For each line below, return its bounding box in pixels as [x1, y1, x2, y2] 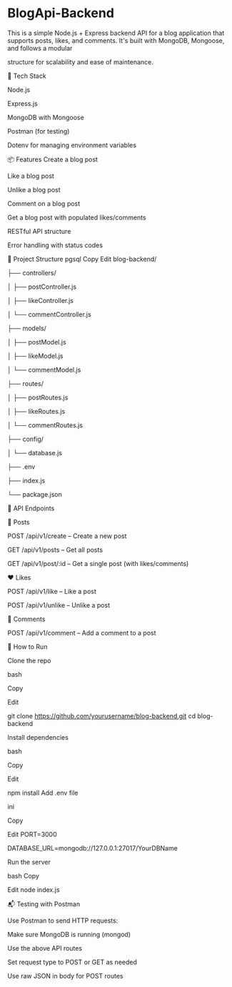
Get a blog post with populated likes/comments [7, 213, 146, 222]
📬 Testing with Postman [7, 899, 81, 908]
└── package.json [7, 490, 63, 498]
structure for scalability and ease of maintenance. [7, 57, 153, 66]
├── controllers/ [7, 268, 57, 277]
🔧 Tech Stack [7, 71, 46, 80]
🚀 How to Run [7, 642, 48, 651]
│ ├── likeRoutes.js [7, 407, 66, 415]
